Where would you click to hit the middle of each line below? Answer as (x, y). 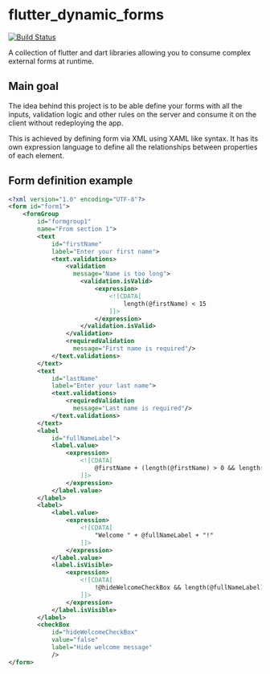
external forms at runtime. (51, 61)
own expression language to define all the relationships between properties (133, 147)
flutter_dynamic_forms (86, 15)
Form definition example (71, 181)
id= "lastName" (75, 378)
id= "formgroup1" (64, 222)
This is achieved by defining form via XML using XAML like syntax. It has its (133, 138)
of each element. (36, 155)
